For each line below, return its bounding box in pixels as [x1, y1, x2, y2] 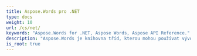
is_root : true [6, 41, 41, 47]
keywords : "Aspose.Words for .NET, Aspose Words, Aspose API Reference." [6, 30, 191, 36]
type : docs [6, 14, 33, 20]
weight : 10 [6, 19, 33, 25]
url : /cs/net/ [6, 24, 41, 31]
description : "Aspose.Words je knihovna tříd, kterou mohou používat [6, 36, 180, 41]
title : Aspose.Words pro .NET [6, 8, 80, 15]
